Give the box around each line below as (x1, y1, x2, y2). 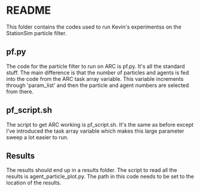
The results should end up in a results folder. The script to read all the (6, 167, 177, 174)
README (6, 4, 51, 17)
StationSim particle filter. (6, 29, 67, 36)
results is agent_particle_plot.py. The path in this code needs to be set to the (6, 173, 195, 180)
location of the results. (6, 179, 61, 186)
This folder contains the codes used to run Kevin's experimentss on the (6, 23, 182, 30)
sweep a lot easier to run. (6, 133, 69, 140)
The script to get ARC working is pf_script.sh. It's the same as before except (6, 121, 194, 128)
